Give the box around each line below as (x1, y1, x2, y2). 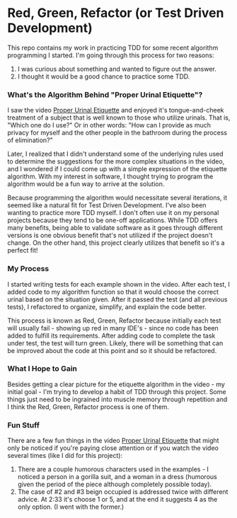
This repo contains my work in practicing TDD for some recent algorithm (7, 43, 219, 52)
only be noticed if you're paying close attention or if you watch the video (7, 444, 219, 452)
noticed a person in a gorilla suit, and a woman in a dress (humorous (17, 473, 217, 481)
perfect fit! (7, 246, 38, 255)
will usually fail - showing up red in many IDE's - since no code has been (7, 323, 219, 332)
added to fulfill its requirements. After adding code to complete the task (7, 331, 216, 340)
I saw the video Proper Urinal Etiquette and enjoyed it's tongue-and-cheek (7, 106, 224, 115)
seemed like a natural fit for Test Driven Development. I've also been (7, 201, 207, 209)
